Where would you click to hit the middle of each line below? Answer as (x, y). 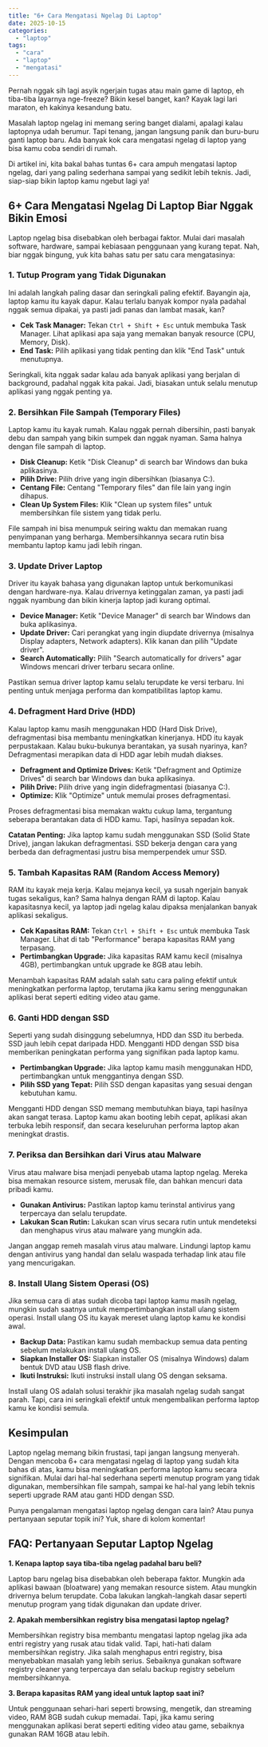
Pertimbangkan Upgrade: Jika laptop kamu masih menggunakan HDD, (136, 1068)
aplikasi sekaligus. (38, 915)
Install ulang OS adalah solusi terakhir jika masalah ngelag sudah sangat (126, 1391)
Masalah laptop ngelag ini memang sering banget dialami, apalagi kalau (126, 123)
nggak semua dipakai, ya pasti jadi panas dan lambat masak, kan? (117, 309)
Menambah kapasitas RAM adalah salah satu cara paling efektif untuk (123, 980)
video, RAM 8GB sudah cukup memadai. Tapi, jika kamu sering (111, 1717)
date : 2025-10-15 (37, 23)
